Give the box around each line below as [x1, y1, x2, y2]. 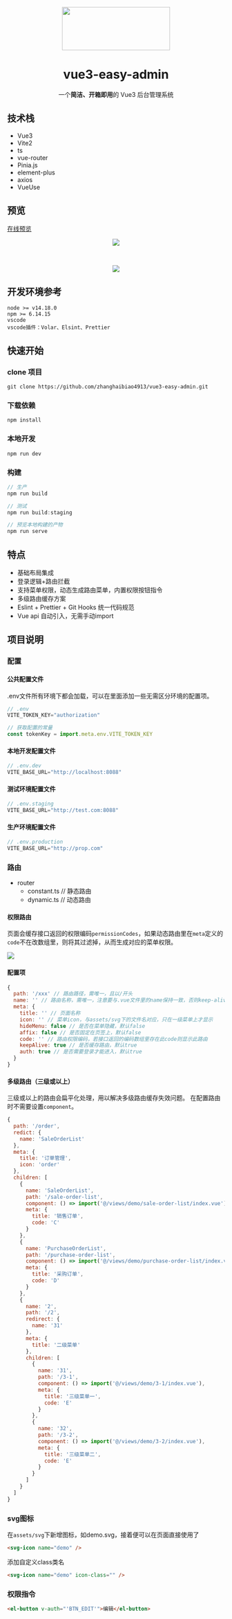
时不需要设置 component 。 [7, 1103, 78, 1111]
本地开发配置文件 [7, 746, 56, 754]
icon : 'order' [19, 1161, 60, 1168]
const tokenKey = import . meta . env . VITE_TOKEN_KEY [7, 731, 153, 738]
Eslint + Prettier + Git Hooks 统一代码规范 [17, 603, 135, 612]
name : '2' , [25, 1303, 57, 1310]
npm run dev [7, 450, 41, 457]
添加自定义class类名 [7, 1557, 65, 1566]
